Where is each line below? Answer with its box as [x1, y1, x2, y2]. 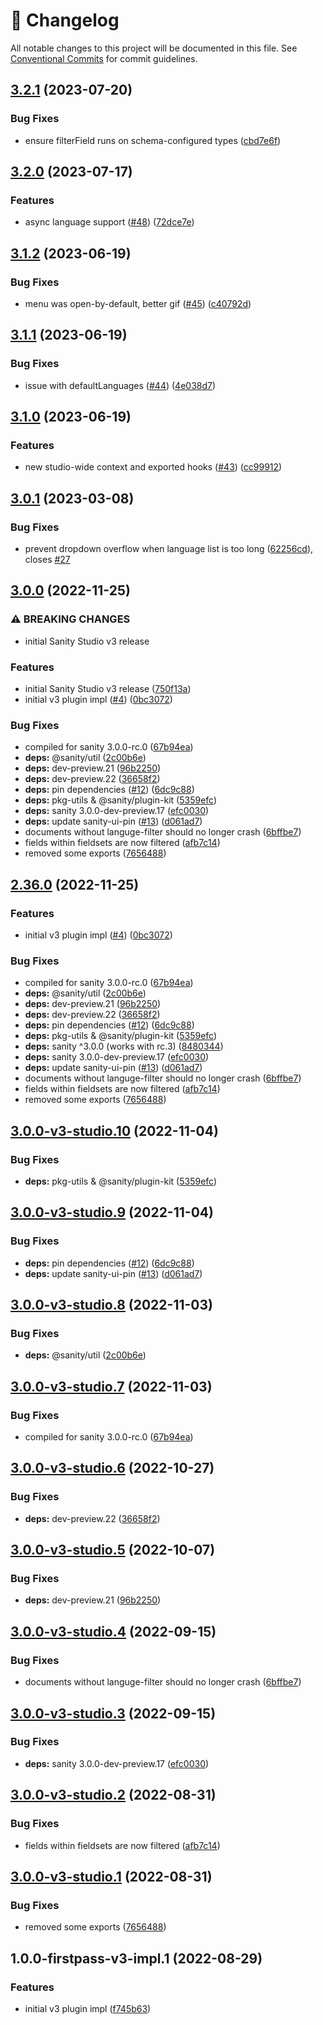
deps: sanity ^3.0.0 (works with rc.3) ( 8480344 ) [24, 1040, 224, 1053]
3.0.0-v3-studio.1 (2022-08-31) [10, 1868, 213, 1885]
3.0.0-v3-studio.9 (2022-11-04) [10, 1204, 214, 1221]
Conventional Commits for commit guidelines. [10, 52, 198, 64]
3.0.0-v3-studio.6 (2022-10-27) [10, 1460, 215, 1477]
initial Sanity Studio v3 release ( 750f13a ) [24, 683, 192, 695]
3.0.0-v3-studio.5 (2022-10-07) [10, 1542, 216, 1559]
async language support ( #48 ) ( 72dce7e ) [24, 216, 195, 228]
